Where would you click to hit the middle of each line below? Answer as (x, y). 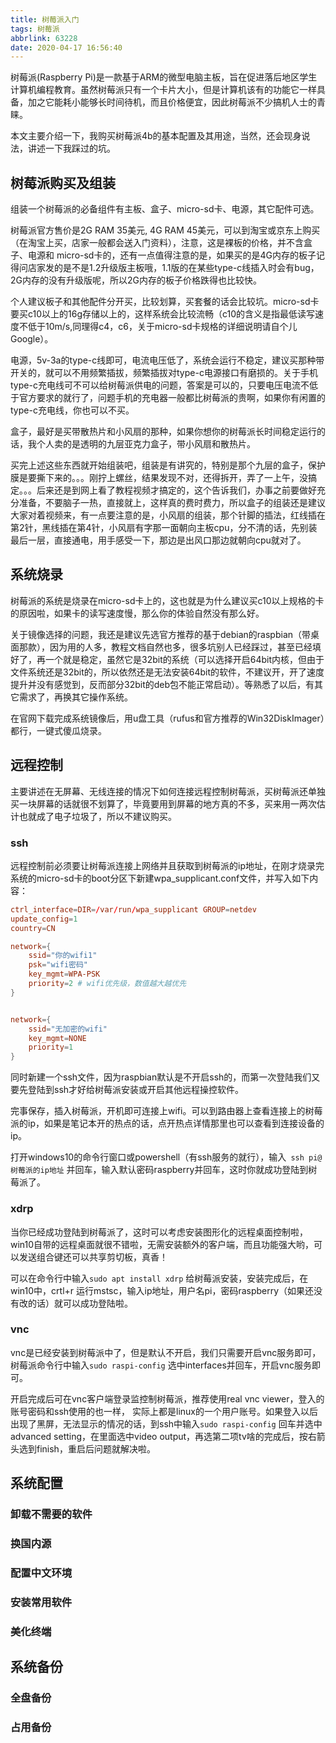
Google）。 (32, 339)
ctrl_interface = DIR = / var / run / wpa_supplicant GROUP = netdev (133, 909)
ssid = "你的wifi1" (63, 956)
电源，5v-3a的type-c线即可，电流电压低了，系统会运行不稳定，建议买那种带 (167, 360)
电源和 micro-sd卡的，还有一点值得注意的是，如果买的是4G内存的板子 (172, 255)
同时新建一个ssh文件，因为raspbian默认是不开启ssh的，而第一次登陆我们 (161, 1077)
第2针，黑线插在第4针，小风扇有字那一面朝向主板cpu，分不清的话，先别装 (164, 528)
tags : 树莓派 (35, 29)
